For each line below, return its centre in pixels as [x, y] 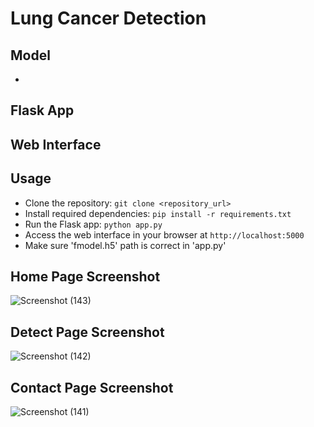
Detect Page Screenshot [87, 332]
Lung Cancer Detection [108, 18]
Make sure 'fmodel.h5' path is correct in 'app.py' [125, 245]
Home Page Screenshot [85, 276]
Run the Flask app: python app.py [93, 224]
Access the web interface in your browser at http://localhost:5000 [164, 234]
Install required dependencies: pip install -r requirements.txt [158, 213]
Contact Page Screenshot [92, 387]
